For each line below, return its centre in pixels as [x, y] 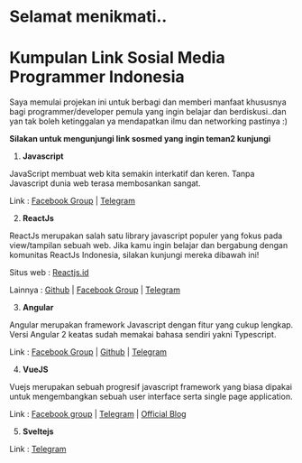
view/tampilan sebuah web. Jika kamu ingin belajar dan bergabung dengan [149, 245]
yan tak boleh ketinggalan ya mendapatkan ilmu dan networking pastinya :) [149, 121]
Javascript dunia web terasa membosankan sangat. [105, 183]
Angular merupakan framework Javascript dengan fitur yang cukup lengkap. [151, 325]
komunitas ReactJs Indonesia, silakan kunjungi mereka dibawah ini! [134, 255]
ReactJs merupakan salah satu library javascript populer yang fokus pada [146, 236]
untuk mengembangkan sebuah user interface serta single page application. [151, 397]
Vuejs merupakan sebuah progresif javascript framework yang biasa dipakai [151, 387]
